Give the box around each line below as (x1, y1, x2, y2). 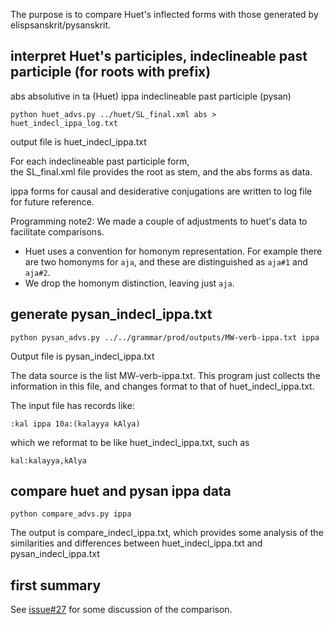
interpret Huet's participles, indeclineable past (10, 48, 308, 65)
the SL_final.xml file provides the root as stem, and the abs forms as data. (10, 165, 313, 178)
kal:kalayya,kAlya (10, 455, 87, 466)
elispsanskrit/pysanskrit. (10, 19, 112, 31)
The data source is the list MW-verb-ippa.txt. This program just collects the (10, 369, 321, 381)
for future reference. (10, 195, 95, 208)
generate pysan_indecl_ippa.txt (10, 306, 213, 323)
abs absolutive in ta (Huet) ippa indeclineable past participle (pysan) (10, 90, 292, 102)
